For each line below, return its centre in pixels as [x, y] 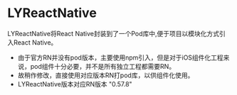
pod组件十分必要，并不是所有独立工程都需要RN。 [103, 66]
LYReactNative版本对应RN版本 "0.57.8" [75, 84]
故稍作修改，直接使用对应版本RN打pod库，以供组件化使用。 [106, 75]
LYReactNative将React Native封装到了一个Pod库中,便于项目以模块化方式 [114, 33]
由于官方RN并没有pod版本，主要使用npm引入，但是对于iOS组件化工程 [121, 57]
